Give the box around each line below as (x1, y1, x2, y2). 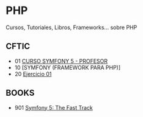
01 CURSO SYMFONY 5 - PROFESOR (14, 57, 108, 64)
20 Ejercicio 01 (14, 70, 52, 78)
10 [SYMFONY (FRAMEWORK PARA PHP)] (14, 64, 121, 71)
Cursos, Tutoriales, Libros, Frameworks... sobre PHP (5, 24, 137, 31)
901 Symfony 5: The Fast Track (14, 104, 93, 111)
